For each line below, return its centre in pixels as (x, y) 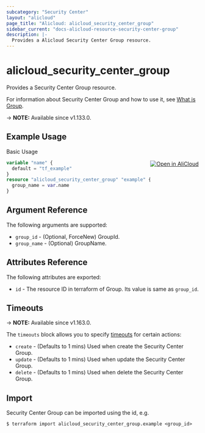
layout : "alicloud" (31, 18)
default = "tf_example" (42, 169)
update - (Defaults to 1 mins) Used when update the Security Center (100, 359)
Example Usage (37, 137)
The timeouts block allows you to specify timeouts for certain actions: (94, 335)
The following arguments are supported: (57, 225)
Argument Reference (47, 210)
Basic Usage (22, 151)
